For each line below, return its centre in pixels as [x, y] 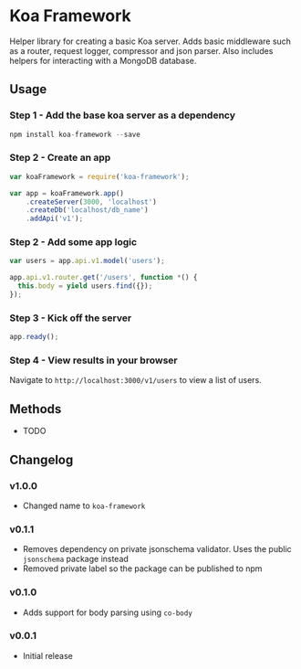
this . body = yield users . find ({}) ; [85, 286]
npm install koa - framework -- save [75, 134]
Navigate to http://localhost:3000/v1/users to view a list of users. [135, 380]
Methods [36, 409]
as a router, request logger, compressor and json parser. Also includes [141, 50]
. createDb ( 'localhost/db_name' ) [87, 210]
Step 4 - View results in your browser [93, 360]
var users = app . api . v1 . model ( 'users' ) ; [88, 261]
